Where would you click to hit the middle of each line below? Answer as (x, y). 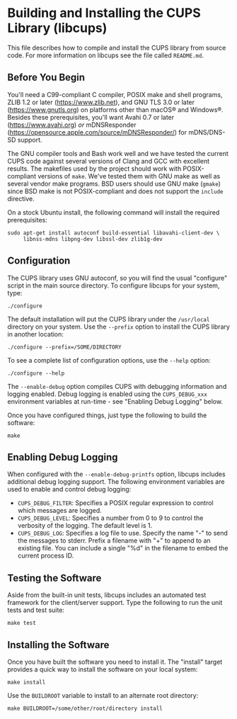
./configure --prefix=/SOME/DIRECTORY (64, 347)
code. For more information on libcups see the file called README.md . (105, 55)
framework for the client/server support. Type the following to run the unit (115, 603)
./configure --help (36, 373)
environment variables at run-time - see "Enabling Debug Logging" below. (115, 401)
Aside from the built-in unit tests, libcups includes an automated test (107, 595)
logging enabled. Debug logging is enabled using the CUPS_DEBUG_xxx (107, 394)
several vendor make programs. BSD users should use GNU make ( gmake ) (114, 183)
